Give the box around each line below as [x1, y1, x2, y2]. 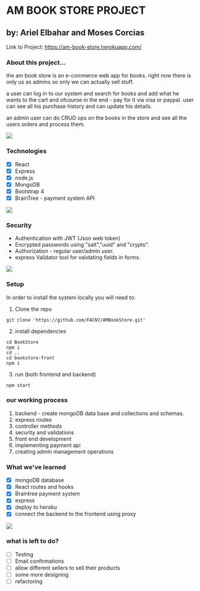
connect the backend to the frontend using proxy [14, 511, 137, 518]
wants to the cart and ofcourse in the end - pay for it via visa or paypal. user [6, 97, 195, 104]
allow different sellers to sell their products [14, 564, 120, 571]
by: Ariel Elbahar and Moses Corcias [6, 28, 145, 38]
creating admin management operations [14, 448, 114, 455]
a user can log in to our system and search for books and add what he [6, 90, 180, 97]
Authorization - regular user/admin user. [14, 247, 114, 255]
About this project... [6, 58, 66, 67]
